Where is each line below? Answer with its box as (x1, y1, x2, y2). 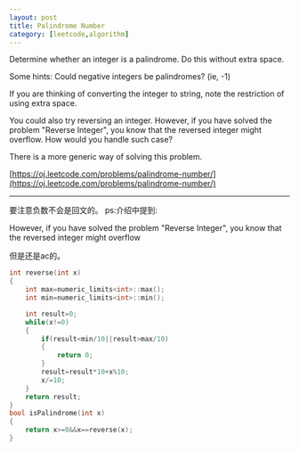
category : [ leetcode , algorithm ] (9, 29, 129, 38)
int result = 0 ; (25, 309, 77, 318)
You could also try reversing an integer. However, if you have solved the (9, 115, 273, 126)
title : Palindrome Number (9, 21, 105, 30)
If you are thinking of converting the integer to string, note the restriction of (9, 88, 285, 99)
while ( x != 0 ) (25, 317, 69, 326)
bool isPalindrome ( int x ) (9, 409, 105, 418)
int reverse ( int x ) (9, 268, 82, 277)
